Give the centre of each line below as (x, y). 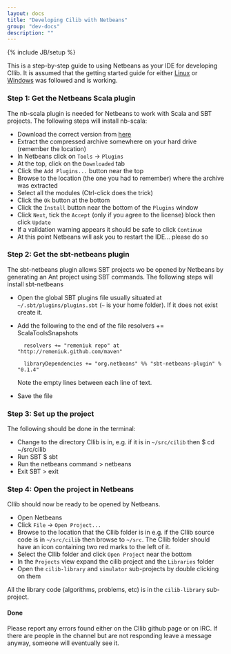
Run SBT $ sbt (38, 457)
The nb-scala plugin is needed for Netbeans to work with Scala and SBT (110, 113)
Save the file (35, 396)
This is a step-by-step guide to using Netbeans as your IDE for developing (112, 66)
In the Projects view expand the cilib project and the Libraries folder (115, 562)
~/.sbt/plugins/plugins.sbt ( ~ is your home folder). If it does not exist (118, 305)
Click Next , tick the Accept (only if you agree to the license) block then (116, 215)
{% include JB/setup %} (41, 52)
